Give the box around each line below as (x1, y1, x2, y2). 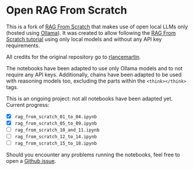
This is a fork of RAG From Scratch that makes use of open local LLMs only (6, 23, 188, 30)
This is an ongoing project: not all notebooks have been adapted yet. (6, 95, 173, 102)
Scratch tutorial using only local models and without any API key (6, 35, 162, 42)
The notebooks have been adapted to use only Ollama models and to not (6, 64, 183, 71)
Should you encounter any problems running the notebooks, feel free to (6, 151, 180, 158)
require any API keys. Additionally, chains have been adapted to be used (6, 71, 182, 78)
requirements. (6, 42, 40, 49)
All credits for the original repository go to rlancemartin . (6, 53, 142, 60)
